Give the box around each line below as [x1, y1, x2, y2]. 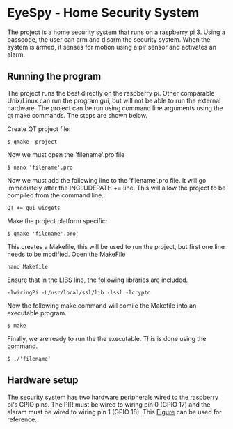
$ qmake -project [7, 138, 58, 145]
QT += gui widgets [7, 204, 61, 211]
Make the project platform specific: [7, 216, 108, 225]
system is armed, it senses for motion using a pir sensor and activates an [7, 43, 217, 51]
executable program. [7, 308, 67, 317]
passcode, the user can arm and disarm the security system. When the [7, 35, 211, 43]
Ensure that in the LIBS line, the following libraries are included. [7, 276, 188, 284]
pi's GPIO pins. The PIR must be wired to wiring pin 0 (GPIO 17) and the [7, 400, 211, 409]
